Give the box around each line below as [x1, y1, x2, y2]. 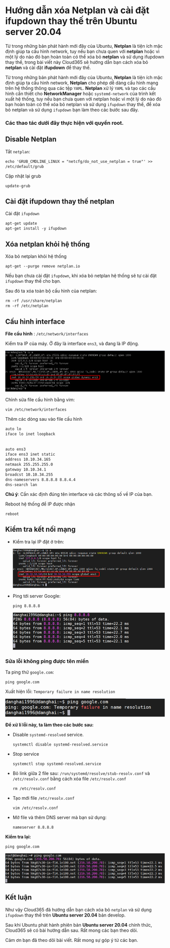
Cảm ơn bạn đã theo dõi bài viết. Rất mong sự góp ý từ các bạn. [5, 937, 138, 943]
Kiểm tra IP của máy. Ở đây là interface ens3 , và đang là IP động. [5, 341, 139, 347]
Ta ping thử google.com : [5, 669, 54, 675]
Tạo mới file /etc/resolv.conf [12, 795, 75, 801]
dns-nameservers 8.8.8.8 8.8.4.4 [5, 477, 76, 482]
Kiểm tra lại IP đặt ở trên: [12, 538, 64, 545]
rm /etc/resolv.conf [12, 786, 56, 791]
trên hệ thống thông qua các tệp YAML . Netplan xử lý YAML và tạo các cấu [5, 85, 156, 91]
